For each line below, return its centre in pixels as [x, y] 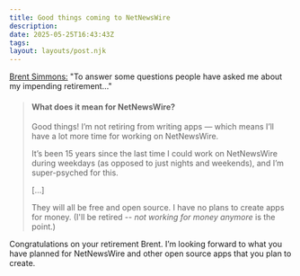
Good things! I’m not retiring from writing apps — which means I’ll [152, 127]
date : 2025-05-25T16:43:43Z [62, 34]
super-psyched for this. [75, 173]
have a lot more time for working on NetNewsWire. [125, 137]
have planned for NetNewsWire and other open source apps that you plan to [150, 254]
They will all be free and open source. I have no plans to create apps [158, 208]
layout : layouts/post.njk [57, 51]
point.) [44, 227]
